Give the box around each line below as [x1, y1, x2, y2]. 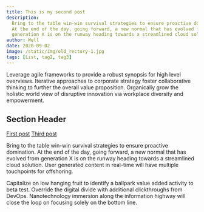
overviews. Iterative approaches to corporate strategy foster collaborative [6, 77, 191, 84]
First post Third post [6, 130, 57, 137]
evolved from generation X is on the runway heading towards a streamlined [6, 155, 194, 162]
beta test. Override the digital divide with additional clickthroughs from [6, 186, 183, 193]
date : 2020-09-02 [6, 43, 50, 49]
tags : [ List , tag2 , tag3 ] [6, 54, 72, 60]
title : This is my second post [6, 9, 86, 15]
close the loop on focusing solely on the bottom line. [6, 199, 138, 207]
